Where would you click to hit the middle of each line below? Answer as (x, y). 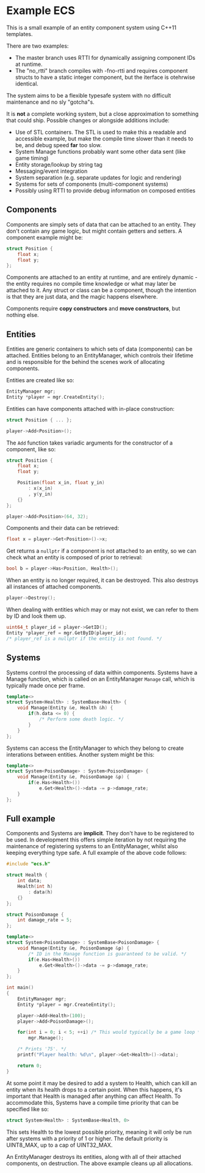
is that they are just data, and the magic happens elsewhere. (82, 297)
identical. (27, 84)
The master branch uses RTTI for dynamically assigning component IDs (105, 57)
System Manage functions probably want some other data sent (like (100, 151)
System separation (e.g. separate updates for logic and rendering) (98, 177)
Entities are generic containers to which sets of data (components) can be (99, 349)
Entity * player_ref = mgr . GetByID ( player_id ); (67, 633)
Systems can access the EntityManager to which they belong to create (95, 748)
